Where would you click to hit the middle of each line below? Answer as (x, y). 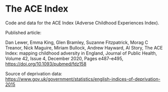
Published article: (23, 32)
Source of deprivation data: (34, 73)
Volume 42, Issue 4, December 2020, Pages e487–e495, (64, 58)
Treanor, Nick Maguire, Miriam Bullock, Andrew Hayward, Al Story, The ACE (84, 48)
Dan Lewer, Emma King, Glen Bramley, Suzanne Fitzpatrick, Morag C (77, 42)
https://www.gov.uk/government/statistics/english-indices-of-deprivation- (83, 79)
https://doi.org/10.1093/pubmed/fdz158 (46, 64)
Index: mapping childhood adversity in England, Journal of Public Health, (81, 53)
